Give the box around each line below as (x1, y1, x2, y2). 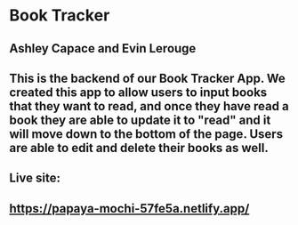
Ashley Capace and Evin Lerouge (9, 41, 197, 56)
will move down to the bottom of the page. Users (9, 126, 283, 141)
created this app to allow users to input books (9, 84, 268, 100)
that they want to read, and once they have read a (9, 99, 289, 114)
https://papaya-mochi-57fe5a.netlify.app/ (9, 201, 250, 216)
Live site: (9, 171, 60, 186)
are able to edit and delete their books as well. (9, 140, 269, 156)
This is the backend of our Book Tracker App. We (9, 70, 286, 85)
